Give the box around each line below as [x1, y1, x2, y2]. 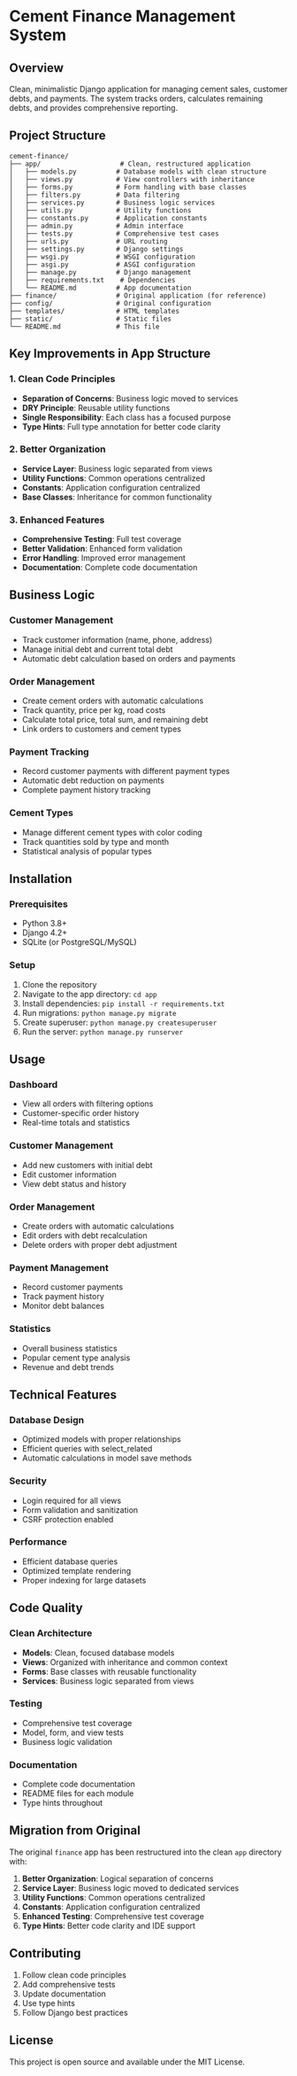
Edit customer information [21, 1169, 117, 1180]
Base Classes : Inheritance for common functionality [21, 492, 212, 502]
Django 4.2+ [21, 927, 68, 938]
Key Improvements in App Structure [9, 346, 211, 361]
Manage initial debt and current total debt [21, 644, 174, 655]
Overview [9, 60, 65, 75]
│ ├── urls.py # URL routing [9, 236, 168, 245]
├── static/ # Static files [9, 314, 172, 323]
